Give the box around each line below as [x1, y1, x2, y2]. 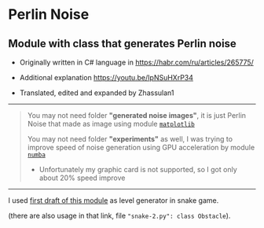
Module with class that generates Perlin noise [8, 37, 237, 50]
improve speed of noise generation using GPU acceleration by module [27, 143, 255, 152]
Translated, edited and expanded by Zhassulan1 [19, 88, 174, 97]
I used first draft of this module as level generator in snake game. [8, 196, 219, 205]
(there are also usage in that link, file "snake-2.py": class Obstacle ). [8, 211, 231, 220]
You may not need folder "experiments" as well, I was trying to [27, 134, 233, 143]
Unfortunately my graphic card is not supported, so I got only [38, 165, 237, 174]
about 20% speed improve [38, 173, 126, 182]
